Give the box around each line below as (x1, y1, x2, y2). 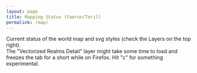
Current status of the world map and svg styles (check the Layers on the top (6, 36, 191, 43)
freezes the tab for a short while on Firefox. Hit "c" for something (6, 54, 163, 61)
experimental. (6, 60, 39, 67)
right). (6, 41, 21, 48)
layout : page (6, 8, 38, 15)
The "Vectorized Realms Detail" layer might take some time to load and (6, 48, 178, 55)
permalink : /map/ (6, 19, 49, 25)
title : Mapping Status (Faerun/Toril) (6, 14, 101, 20)
